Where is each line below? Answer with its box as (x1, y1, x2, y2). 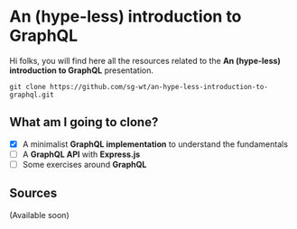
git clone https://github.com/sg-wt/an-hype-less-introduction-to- (9, 82, 269, 91)
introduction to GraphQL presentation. (9, 65, 153, 76)
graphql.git (9, 90, 54, 99)
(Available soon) (9, 209, 70, 220)
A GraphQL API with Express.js (22, 149, 141, 160)
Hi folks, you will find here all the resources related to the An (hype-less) (9, 55, 282, 66)
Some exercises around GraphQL (22, 159, 147, 169)
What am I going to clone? (9, 114, 159, 130)
